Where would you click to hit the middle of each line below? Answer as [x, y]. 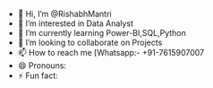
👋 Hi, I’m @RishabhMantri [64, 14]
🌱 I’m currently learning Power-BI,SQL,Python [102, 33]
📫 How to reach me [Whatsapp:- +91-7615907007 [111, 53]
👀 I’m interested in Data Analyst [76, 23]
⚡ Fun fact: [38, 75]
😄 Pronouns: [42, 66]
